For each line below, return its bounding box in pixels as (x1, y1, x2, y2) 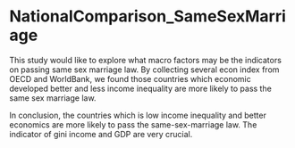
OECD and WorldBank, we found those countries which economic (9, 73, 252, 84)
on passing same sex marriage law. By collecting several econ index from (9, 64, 280, 75)
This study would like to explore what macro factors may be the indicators (9, 54, 282, 65)
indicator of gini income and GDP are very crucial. (9, 128, 193, 139)
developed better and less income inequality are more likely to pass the (9, 83, 273, 94)
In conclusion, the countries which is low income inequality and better (9, 110, 266, 120)
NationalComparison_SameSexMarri (9, 6, 286, 27)
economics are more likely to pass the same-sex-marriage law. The (9, 119, 257, 130)
